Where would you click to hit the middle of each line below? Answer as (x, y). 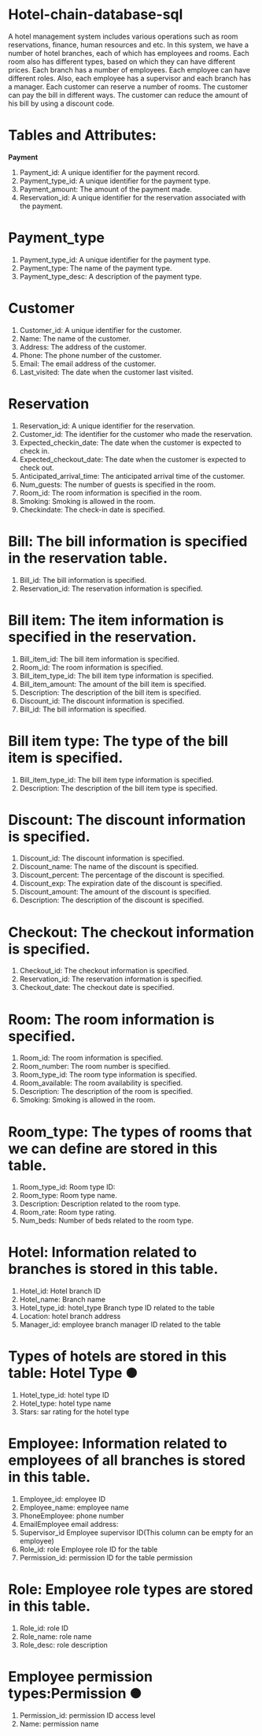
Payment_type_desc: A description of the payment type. (111, 276)
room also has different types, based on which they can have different (122, 62)
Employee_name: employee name (74, 1507)
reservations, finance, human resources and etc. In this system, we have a (129, 44)
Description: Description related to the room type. (100, 1204)
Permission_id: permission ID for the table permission (106, 1558)
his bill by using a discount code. (61, 103)
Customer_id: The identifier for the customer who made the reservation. (136, 434)
